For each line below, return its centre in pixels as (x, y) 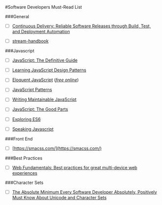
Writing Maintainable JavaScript (44, 99)
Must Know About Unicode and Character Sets (59, 197)
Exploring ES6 (26, 119)
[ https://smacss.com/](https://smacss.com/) (57, 148)
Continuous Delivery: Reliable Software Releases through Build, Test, (81, 26)
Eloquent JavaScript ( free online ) (46, 80)
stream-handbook (30, 41)
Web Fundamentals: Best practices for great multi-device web (75, 167)
